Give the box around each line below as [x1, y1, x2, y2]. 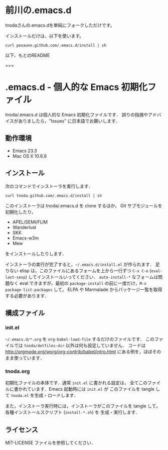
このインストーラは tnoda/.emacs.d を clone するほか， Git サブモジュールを [5, 202, 162, 208]
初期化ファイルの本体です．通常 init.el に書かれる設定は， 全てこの [5, 380, 148, 386]
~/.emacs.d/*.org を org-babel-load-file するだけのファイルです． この [5, 336, 154, 342]
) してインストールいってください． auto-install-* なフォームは [25, 274, 158, 280]
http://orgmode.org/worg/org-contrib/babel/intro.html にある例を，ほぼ [5, 349, 152, 355]
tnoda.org [5, 368, 30, 375]
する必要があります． [5, 292, 49, 299]
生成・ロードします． [34, 392, 79, 398]
